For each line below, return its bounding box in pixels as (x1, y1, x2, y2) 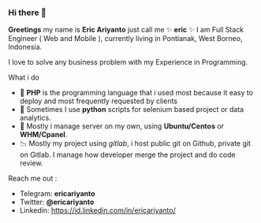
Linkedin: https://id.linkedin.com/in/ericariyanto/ (19, 206, 176, 215)
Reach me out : (8, 173, 58, 184)
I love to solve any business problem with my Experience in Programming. (8, 58, 248, 67)
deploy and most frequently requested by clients (19, 96, 178, 106)
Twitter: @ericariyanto (19, 197, 95, 207)
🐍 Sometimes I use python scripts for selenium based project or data (19, 105, 244, 114)
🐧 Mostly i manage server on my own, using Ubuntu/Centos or (19, 121, 225, 131)
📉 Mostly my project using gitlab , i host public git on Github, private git (19, 139, 251, 148)
